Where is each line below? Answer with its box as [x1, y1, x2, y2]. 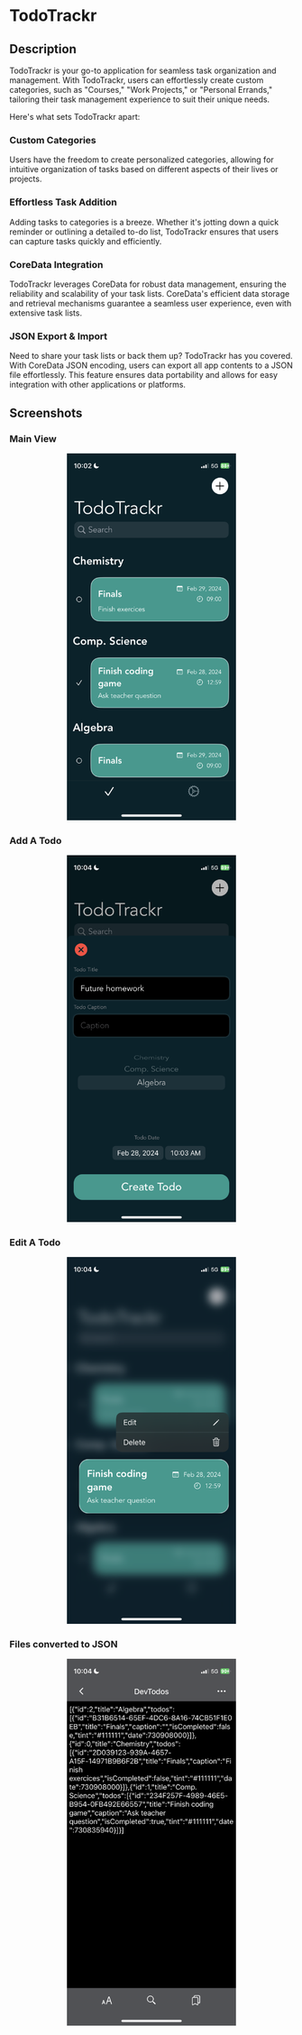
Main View [9, 432, 57, 445]
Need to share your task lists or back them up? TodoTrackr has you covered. [9, 351, 293, 362]
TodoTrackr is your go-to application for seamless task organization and [9, 65, 277, 76]
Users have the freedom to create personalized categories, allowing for [9, 154, 275, 165]
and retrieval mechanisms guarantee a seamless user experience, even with [9, 298, 292, 308]
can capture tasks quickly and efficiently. [9, 235, 162, 246]
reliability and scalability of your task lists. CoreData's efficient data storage [9, 288, 290, 298]
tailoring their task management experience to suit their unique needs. [9, 94, 270, 105]
